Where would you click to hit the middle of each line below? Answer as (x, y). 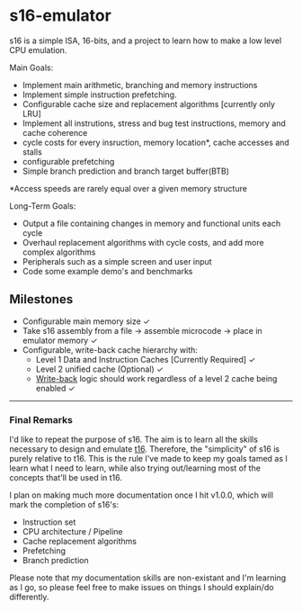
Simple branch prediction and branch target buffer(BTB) (126, 171)
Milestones (41, 299)
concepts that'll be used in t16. (66, 478)
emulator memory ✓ (60, 340)
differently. (29, 597)
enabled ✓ (55, 388)
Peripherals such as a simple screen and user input (117, 261)
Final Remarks (41, 419)
